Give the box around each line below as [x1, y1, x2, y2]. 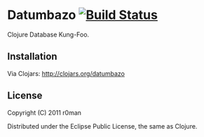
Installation [7, 51, 57, 63]
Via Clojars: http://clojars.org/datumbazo [7, 69, 125, 77]
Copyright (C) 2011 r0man [7, 108, 82, 117]
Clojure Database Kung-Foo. [7, 30, 90, 39]
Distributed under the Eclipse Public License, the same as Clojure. [7, 122, 198, 130]
